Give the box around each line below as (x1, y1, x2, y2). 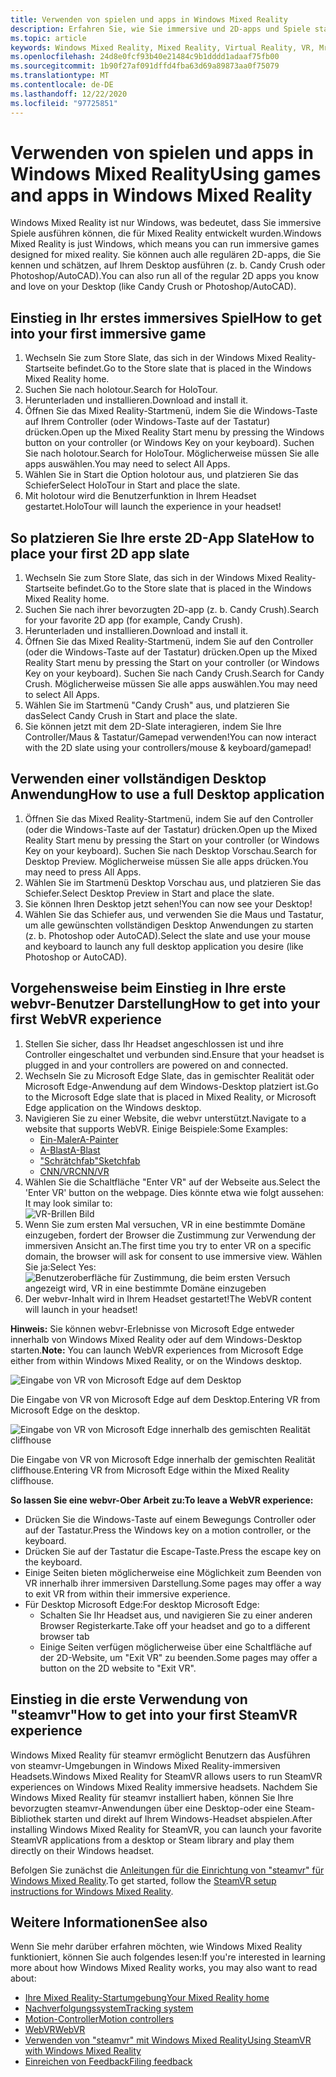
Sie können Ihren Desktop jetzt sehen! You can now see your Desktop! (24, 897, 313, 910)
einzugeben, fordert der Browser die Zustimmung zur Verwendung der (24, 1229, 316, 1241)
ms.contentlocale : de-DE (10, 80, 114, 90)
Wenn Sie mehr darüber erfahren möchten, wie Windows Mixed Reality (10, 1941, 303, 1953)
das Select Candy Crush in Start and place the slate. (24, 710, 238, 722)
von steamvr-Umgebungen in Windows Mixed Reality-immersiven (10, 1759, 281, 1771)
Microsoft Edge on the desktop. (10, 1404, 140, 1416)
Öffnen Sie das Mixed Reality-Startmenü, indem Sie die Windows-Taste (24, 405, 318, 417)
